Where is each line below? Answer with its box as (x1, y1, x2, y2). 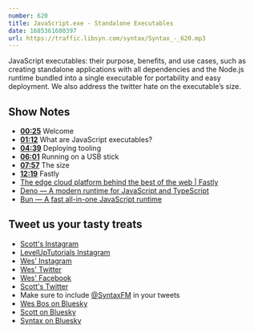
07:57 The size (19, 160, 70, 170)
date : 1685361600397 (8, 26, 78, 35)
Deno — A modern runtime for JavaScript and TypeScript (19, 186, 210, 196)
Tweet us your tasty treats (8, 217, 143, 231)
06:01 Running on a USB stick (19, 152, 119, 161)
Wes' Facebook (19, 273, 72, 282)
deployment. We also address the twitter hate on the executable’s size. (8, 82, 242, 91)
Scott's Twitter (19, 282, 69, 291)
